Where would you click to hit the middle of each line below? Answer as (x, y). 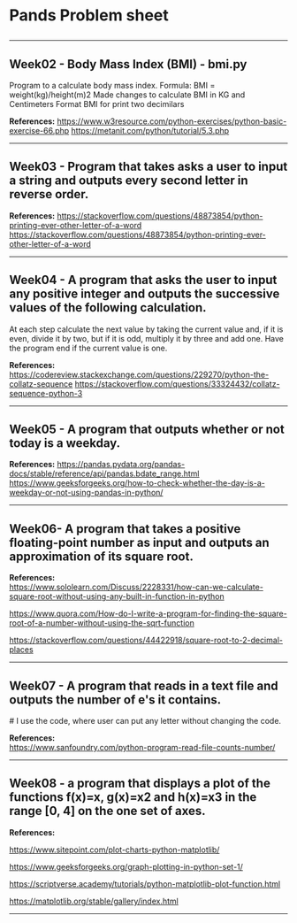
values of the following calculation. (108, 308)
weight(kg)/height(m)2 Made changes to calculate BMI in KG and (127, 95)
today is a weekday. (65, 443)
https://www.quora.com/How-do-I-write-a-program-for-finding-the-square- (148, 614)
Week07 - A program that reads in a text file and (144, 685)
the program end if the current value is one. (88, 348)
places (21, 650)
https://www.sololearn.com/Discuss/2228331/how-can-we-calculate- (136, 587)
